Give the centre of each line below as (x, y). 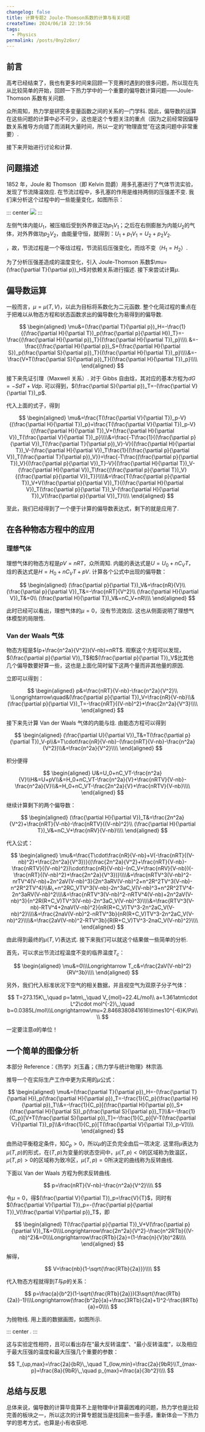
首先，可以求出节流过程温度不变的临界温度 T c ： (66, 953)
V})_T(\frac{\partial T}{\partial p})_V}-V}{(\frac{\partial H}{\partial (113, 443)
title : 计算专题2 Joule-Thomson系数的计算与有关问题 (68, 18)
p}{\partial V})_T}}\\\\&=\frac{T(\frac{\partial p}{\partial (121, 476)
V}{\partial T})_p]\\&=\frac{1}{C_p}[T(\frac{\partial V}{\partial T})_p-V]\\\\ (103, 1125)
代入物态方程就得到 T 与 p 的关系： (47, 1281)
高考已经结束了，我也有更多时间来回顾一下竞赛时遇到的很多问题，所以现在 (100, 83)
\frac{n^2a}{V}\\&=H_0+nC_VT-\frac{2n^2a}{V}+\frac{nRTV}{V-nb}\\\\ (103, 786)
